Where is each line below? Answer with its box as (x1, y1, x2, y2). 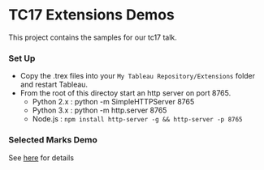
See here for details (8, 152, 75, 163)
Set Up (8, 53, 36, 64)
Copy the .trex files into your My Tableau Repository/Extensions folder (19, 71, 256, 81)
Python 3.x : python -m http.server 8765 (32, 105, 167, 115)
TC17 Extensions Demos (8, 6, 175, 24)
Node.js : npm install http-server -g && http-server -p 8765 (32, 114, 243, 124)
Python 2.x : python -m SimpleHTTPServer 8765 (32, 97, 195, 107)
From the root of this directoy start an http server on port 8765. (19, 88, 232, 98)
